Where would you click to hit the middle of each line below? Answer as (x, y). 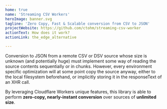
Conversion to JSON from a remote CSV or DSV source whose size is (76, 55)
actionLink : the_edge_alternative (41, 38)
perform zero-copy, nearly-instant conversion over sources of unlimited (81, 97)
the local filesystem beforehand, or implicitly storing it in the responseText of (83, 77)
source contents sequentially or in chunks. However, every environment (79, 66)
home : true (16, 10)
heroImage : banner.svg (29, 19)
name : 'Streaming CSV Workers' (38, 14)
